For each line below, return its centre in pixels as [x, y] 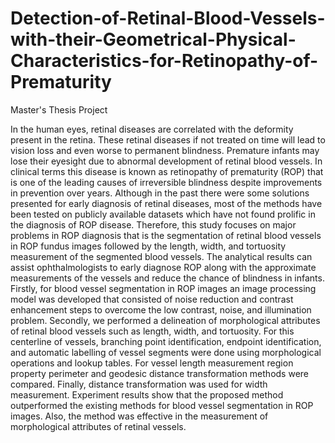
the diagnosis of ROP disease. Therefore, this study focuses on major [153, 224]
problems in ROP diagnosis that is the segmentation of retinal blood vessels [166, 235]
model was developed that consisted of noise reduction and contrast [152, 299]
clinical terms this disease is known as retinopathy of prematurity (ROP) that [167, 171]
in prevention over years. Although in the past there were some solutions [160, 193]
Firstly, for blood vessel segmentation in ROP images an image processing [163, 288]
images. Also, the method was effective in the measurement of [139, 416]
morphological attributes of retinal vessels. [98, 426]
